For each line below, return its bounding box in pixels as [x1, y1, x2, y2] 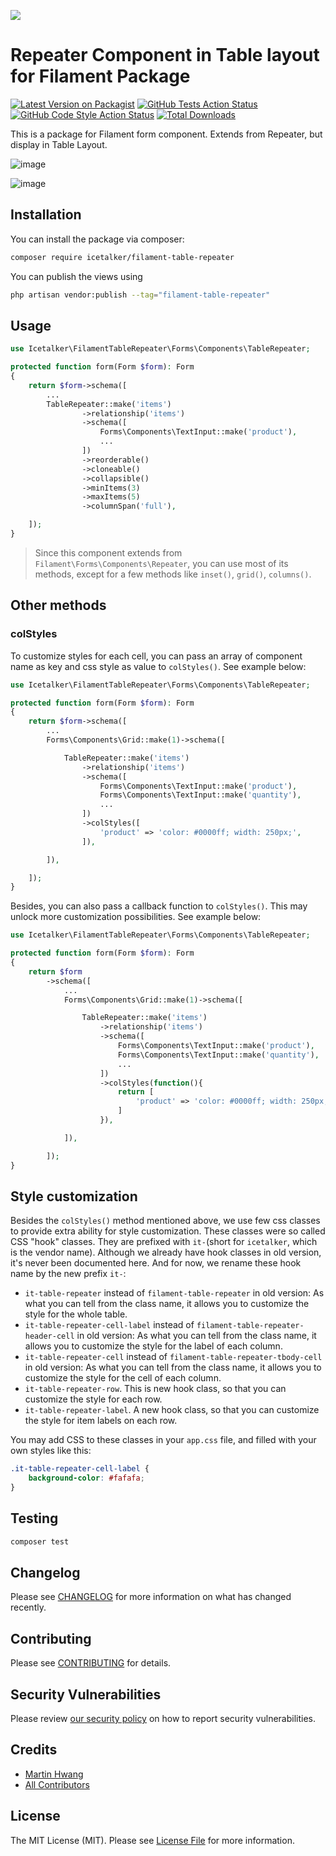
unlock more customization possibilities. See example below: [10, 911, 262, 923]
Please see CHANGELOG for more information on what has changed [10, 1591, 292, 1603]
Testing [10, 1510, 59, 1527]
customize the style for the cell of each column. [24, 1372, 222, 1384]
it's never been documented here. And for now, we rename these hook [10, 1257, 302, 1269]
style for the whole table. [24, 1308, 128, 1320]
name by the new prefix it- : [10, 1268, 127, 1280]
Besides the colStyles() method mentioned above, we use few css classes [10, 1215, 321, 1227]
